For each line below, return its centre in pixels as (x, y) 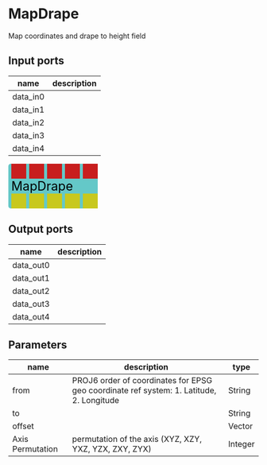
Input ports (37, 61)
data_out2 (31, 291)
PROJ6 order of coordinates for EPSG (142, 381)
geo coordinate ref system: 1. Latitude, (144, 390)
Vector (240, 426)
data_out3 (31, 304)
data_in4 (29, 148)
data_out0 (31, 265)
